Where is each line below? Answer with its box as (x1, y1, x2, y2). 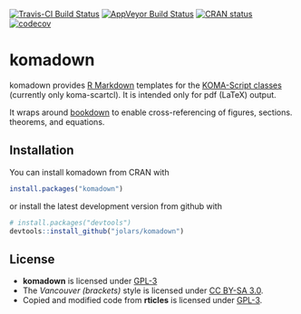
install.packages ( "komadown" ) (9, 184, 124, 194)
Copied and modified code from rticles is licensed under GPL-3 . (22, 295, 263, 306)
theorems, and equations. (9, 116, 105, 127)
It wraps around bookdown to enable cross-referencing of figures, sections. (9, 107, 293, 118)
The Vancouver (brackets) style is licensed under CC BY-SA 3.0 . (22, 285, 264, 296)
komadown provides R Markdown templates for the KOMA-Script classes (9, 80, 283, 90)
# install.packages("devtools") (9, 218, 131, 227)
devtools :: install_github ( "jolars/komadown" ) (9, 226, 184, 235)
